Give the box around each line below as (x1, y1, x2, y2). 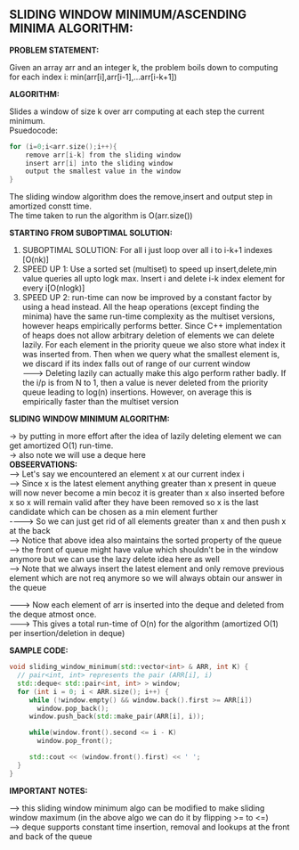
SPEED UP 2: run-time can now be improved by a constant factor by (21, 292, 272, 303)
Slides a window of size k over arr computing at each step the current (9, 106, 265, 117)
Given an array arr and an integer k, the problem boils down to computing (9, 61, 279, 72)
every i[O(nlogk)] (21, 282, 85, 293)
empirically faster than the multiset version (21, 396, 180, 407)
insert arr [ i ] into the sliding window (25, 159, 174, 168)
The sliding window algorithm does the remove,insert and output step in (9, 192, 273, 202)
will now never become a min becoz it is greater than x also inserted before (9, 487, 285, 498)
